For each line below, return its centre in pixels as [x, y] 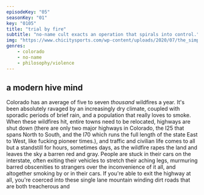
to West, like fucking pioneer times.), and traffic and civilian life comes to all [101, 141]
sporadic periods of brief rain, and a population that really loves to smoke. [99, 115]
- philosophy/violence [46, 63]
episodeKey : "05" [28, 12]
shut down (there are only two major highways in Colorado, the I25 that [95, 128]
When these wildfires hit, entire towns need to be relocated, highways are [98, 122]
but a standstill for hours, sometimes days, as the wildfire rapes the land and [102, 147]
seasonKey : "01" [27, 18]
